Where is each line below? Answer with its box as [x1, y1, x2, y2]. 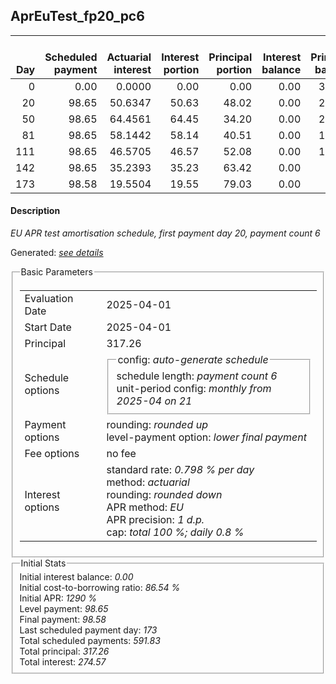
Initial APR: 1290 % [19, 592, 98, 604]
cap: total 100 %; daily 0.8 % [106, 525, 245, 539]
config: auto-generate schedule [117, 352, 269, 366]
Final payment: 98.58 [19, 614, 107, 626]
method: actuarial [106, 475, 190, 489]
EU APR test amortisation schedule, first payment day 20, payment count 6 [10, 227, 321, 239]
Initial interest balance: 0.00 [19, 571, 134, 583]
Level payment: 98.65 [19, 603, 109, 615]
